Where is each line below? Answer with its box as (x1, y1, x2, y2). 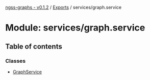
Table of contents (5, 42, 62, 51)
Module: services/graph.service (5, 22, 145, 33)
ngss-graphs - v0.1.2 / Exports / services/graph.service (5, 5, 121, 10)
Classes (5, 57, 26, 64)
